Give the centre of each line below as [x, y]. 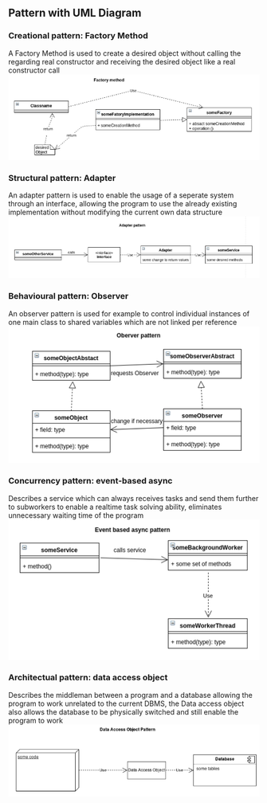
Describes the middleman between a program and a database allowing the [131, 695]
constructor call [34, 70]
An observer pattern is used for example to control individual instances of [129, 313]
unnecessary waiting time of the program [76, 515]
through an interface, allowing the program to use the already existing [123, 204]
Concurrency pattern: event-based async [90, 481]
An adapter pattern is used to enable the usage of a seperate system [121, 195]
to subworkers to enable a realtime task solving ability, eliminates [115, 507]
